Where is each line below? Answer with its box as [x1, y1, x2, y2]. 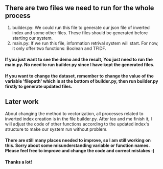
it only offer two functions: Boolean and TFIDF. [12, 45, 107, 51]
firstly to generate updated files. [5, 83, 72, 89]
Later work [5, 97, 39, 106]
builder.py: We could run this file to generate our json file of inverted [12, 24, 150, 30]
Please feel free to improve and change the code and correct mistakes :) [5, 148, 155, 154]
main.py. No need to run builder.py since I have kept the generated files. [5, 62, 155, 68]
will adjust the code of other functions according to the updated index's [5, 121, 149, 127]
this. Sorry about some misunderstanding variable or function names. [5, 143, 150, 148]
